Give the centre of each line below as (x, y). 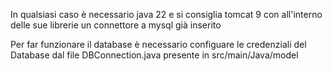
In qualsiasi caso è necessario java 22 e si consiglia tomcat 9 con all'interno (166, 14)
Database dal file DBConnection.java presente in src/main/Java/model (154, 55)
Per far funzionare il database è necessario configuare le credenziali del (158, 44)
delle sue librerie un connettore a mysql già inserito (116, 25)
